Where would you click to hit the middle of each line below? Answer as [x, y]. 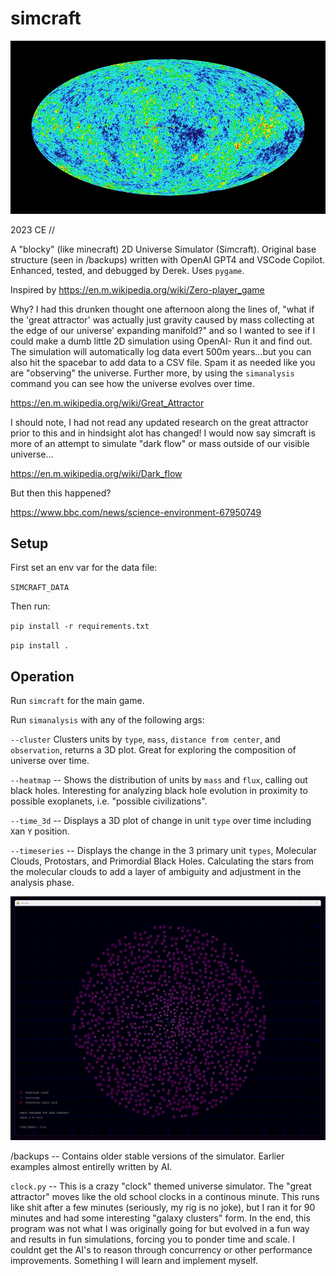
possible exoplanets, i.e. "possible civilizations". [109, 801]
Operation [42, 676]
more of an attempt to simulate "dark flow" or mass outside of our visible [160, 443]
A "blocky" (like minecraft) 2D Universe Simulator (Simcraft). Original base [163, 249]
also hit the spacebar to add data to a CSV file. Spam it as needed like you [163, 362]
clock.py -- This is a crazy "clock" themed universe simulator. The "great [161, 1186]
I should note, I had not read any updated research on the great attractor [159, 422]
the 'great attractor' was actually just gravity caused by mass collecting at [162, 319]
